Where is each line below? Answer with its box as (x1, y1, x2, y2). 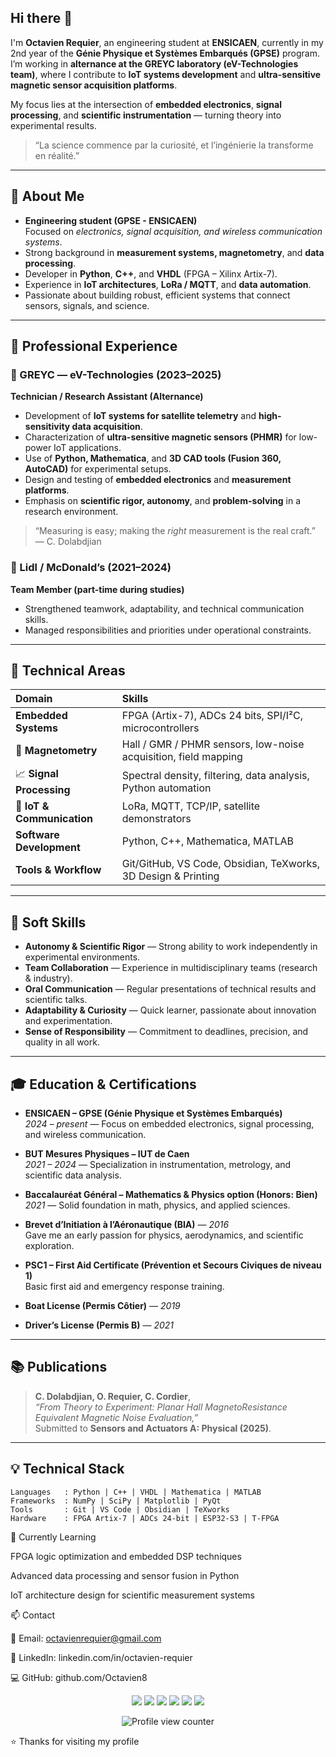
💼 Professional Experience (10, 338, 178, 355)
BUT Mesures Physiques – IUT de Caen (24, 1148, 190, 1160)
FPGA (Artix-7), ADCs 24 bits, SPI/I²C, (121, 709, 304, 723)
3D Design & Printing (121, 869, 220, 883)
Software (15, 828, 60, 842)
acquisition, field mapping (121, 750, 243, 764)
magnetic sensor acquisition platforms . (10, 79, 178, 91)
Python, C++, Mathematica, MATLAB (121, 834, 295, 848)
